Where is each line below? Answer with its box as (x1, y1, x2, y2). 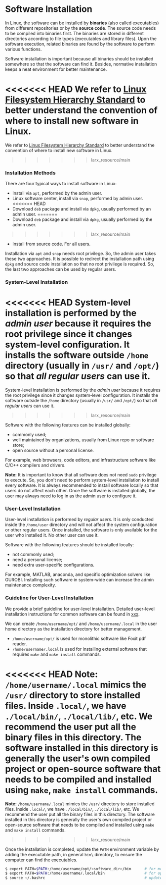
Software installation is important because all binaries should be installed (5, 55, 154, 61)
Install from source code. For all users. (12, 241, 90, 247)
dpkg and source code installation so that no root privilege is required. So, (5, 261, 155, 267)
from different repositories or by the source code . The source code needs (5, 25, 156, 31)
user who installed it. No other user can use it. (5, 532, 99, 538)
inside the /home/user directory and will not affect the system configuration (5, 521, 158, 528)
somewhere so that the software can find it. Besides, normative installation (5, 61, 157, 67)
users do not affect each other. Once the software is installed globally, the (5, 488, 156, 494)
